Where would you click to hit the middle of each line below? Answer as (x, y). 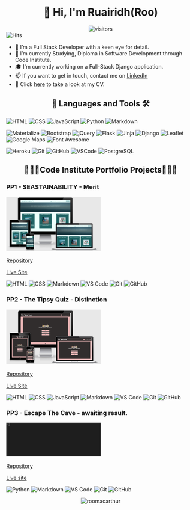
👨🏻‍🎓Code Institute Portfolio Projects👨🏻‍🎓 (101, 170)
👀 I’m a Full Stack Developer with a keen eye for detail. (82, 47)
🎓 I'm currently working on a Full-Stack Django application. (89, 66)
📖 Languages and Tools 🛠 (101, 104)
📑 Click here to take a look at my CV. (60, 84)
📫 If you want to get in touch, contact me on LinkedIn (81, 75)
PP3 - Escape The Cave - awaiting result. (67, 413)
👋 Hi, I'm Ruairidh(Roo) (101, 12)
